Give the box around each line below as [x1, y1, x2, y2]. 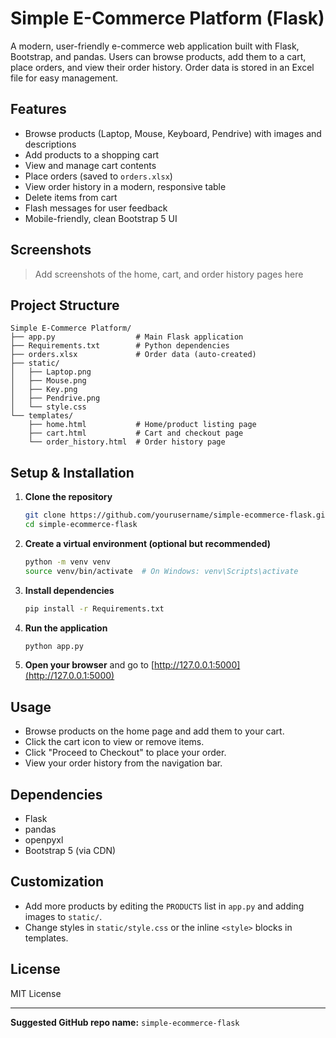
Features [10, 101, 67, 118]
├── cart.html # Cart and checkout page [28, 428, 244, 439]
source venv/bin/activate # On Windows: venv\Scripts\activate [24, 566, 299, 576]
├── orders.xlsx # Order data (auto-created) [10, 350, 257, 360]
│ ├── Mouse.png [10, 376, 87, 386]
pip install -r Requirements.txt [24, 603, 165, 614]
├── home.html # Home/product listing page [28, 420, 257, 430]
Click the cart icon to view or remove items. [24, 736, 205, 748]
